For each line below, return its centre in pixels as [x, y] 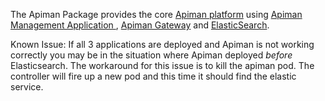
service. [27, 87]
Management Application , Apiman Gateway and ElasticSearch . [140, 25]
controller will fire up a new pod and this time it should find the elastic [153, 76]
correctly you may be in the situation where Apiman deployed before [151, 55]
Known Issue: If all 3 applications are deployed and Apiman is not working [162, 44]
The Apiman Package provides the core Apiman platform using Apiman [156, 14]
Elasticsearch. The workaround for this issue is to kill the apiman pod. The [162, 65]
